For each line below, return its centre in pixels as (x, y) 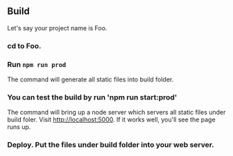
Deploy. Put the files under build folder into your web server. (111, 145)
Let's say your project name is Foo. (57, 28)
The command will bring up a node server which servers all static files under (116, 113)
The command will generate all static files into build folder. (90, 79)
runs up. (19, 127)
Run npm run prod (37, 64)
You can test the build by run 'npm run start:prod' (92, 97)
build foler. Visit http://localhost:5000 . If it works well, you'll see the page (112, 119)
